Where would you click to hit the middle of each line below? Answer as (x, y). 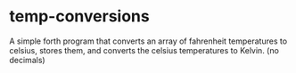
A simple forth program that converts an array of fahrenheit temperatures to (148, 41)
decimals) (28, 60)
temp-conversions (79, 16)
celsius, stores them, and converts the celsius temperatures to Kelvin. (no (144, 50)
